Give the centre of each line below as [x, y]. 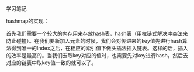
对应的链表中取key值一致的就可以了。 [51, 63]
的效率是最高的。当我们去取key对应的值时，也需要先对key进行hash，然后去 [97, 55]
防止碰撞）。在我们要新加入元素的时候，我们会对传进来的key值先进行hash [94, 41]
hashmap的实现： [27, 21]
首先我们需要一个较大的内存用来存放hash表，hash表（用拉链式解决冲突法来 [97, 33]
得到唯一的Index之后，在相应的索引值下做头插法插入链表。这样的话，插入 [100, 48]
